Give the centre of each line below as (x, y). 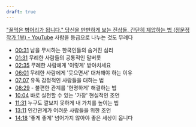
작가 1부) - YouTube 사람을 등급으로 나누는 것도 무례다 (70, 37)
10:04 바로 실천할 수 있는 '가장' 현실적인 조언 (67, 95)
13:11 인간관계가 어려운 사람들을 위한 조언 (63, 110)
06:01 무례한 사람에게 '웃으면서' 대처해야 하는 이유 (74, 72)
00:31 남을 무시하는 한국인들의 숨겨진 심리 (64, 50)
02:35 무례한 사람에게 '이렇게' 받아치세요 (63, 65)
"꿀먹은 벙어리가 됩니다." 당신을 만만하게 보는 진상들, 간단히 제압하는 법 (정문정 (98, 29)
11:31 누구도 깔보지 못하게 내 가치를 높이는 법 (67, 102)
